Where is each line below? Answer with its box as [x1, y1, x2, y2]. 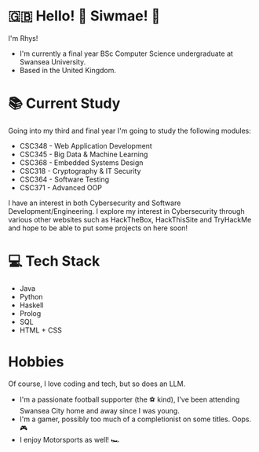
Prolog [19, 308, 42, 318]
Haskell [19, 300, 44, 310]
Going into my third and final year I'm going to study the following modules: [8, 126, 251, 135]
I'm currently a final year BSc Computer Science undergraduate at [19, 49, 234, 58]
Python [19, 292, 43, 301]
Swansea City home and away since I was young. [19, 406, 181, 415]
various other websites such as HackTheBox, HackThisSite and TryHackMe [8, 215, 252, 224]
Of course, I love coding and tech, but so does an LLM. [8, 379, 186, 388]
